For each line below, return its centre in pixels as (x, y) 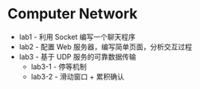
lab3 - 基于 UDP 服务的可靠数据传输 (77, 56)
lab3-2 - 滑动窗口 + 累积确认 (78, 76)
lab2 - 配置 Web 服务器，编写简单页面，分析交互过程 (106, 46)
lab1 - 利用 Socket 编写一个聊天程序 (77, 37)
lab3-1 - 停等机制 (59, 66)
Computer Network (73, 14)
